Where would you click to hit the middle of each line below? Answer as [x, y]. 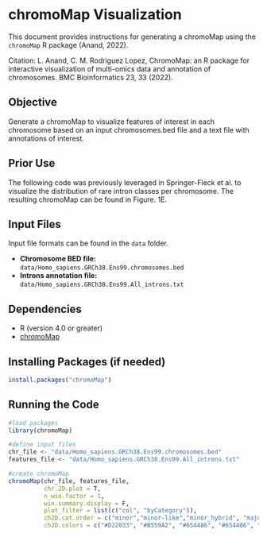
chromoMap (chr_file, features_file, [69, 481]
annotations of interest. [46, 138]
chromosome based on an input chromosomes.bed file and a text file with [129, 129]
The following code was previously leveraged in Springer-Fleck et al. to [125, 182]
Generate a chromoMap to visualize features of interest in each [112, 122]
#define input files [43, 445]
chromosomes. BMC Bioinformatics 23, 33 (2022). [91, 77]
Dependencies [45, 309]
